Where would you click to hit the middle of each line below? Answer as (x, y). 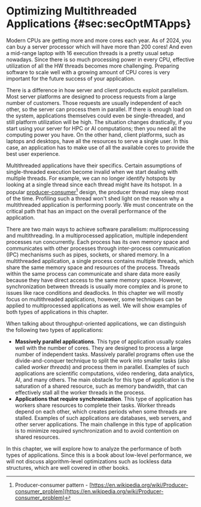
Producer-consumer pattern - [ (53, 485)
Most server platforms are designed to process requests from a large (91, 96)
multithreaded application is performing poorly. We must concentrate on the (100, 204)
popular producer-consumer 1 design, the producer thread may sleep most (98, 191)
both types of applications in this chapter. (57, 312)
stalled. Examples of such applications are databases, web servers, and (103, 418)
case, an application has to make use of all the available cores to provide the (100, 147)
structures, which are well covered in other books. (68, 467)
